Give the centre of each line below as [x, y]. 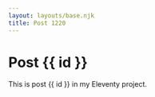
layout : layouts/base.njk [51, 16]
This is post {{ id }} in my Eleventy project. [78, 84]
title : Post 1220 [37, 23]
